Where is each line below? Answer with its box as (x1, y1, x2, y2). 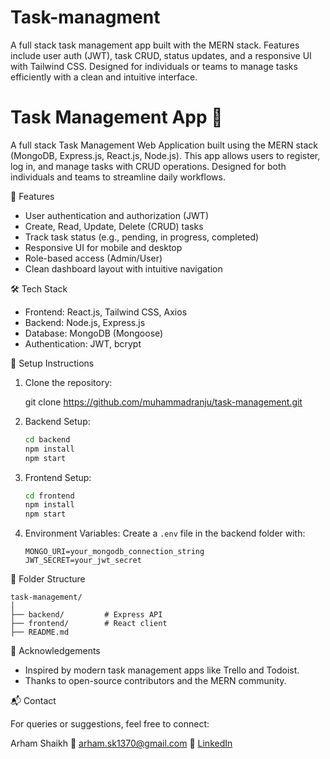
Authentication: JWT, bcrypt (24, 337, 142, 350)
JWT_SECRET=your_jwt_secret (24, 556, 142, 566)
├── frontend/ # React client (10, 619, 168, 629)
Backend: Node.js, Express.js (24, 316, 146, 328)
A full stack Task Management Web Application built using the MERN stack (10, 139, 318, 151)
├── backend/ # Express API (10, 610, 163, 620)
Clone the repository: (24, 376, 113, 388)
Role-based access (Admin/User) (24, 252, 163, 264)
